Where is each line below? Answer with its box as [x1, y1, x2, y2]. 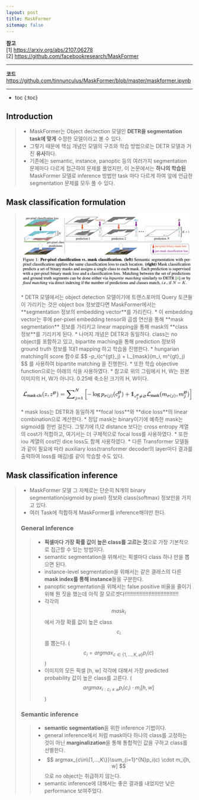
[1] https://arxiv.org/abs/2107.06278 [6, 46, 94, 53]
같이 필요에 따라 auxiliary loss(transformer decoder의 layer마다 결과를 [27, 445, 193, 452]
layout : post [6, 9, 38, 15]
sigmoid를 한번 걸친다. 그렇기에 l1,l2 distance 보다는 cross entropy [20, 423, 178, 430]
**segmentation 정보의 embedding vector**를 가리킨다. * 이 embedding [20, 308, 193, 315]
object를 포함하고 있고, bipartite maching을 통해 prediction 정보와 [20, 338, 176, 345]
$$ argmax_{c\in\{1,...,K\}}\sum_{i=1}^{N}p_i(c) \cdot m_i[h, [46, 756, 191, 763]
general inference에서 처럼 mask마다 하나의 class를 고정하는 [44, 732, 188, 739]
